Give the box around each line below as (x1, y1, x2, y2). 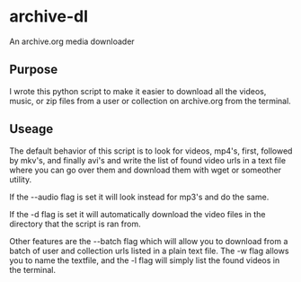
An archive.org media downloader (9, 36, 135, 47)
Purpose (9, 62, 58, 77)
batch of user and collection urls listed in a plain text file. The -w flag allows (9, 245, 289, 256)
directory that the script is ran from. (9, 218, 141, 229)
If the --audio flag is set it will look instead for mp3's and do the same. (9, 191, 270, 202)
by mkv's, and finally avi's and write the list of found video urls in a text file (9, 154, 286, 165)
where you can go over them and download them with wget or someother (9, 164, 281, 175)
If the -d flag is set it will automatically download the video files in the (9, 208, 266, 219)
